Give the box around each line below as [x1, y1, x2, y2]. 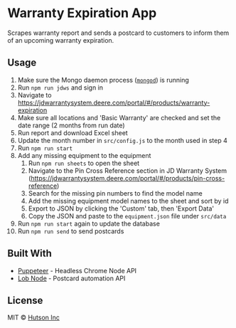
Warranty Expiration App [7, 5, 157, 21]
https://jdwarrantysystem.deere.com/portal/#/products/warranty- [17, 98, 210, 107]
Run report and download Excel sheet [17, 128, 128, 137]
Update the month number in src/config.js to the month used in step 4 [17, 136, 227, 144]
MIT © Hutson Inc [7, 313, 60, 322]
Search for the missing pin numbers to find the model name [28, 189, 203, 197]
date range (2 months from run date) [17, 121, 126, 129]
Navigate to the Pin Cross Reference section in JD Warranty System [28, 166, 227, 175]
